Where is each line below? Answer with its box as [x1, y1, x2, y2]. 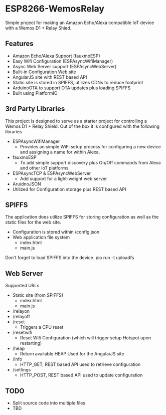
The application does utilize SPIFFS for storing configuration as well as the [5, 214, 159, 220]
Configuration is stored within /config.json [12, 229, 100, 235]
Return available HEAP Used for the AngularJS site [20, 351, 124, 357]
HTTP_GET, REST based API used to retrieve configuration [20, 361, 141, 367]
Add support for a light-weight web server [20, 175, 107, 181]
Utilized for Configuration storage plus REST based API [12, 186, 126, 192]
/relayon [12, 308, 30, 314]
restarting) [20, 340, 42, 346]
